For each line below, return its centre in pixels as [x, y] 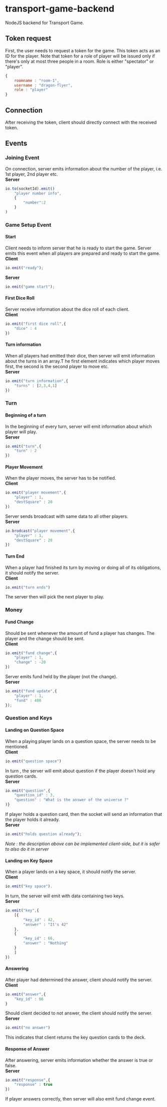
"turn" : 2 [26, 451]
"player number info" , [38, 193]
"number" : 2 [35, 203]
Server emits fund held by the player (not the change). [61, 677]
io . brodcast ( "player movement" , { [40, 531]
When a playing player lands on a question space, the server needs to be [81, 741]
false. [11, 1065]
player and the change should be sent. [45, 638]
